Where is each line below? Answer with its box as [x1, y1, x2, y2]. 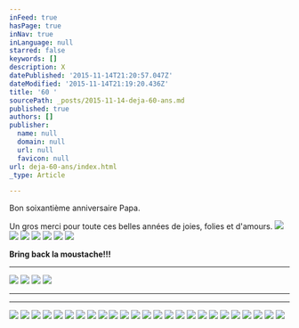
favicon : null [17, 153, 69, 163]
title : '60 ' [9, 87, 58, 96]
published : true [9, 104, 69, 113]
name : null [17, 129, 58, 138]
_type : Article [9, 170, 66, 179]
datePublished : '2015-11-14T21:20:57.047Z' [9, 71, 174, 80]
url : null [17, 145, 53, 154]
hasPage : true [9, 21, 62, 30]
